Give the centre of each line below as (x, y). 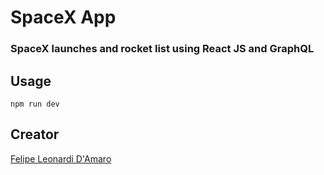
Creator (35, 134)
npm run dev (35, 104)
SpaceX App (63, 17)
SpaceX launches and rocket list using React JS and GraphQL (162, 49)
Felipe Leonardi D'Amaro (61, 158)
